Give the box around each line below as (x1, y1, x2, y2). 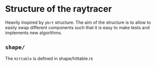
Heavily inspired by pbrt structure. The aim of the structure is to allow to (5, 19, 151, 25)
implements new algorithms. (5, 30, 62, 35)
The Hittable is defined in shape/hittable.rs (5, 55, 93, 61)
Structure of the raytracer (5, 3, 112, 15)
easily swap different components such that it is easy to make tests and (5, 24, 150, 30)
